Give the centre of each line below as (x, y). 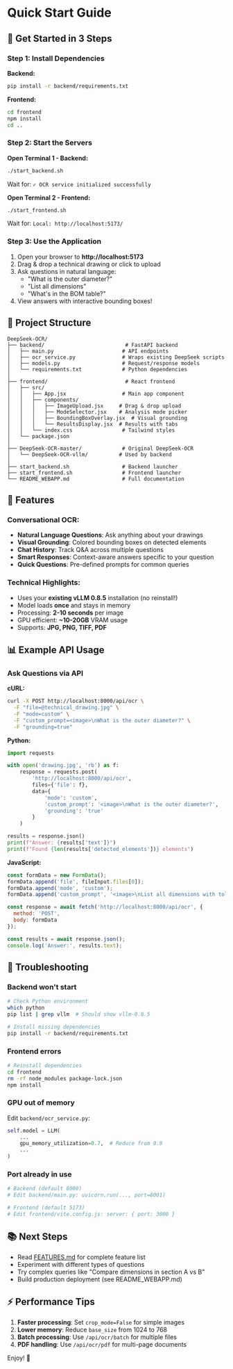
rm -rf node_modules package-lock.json (65, 1078)
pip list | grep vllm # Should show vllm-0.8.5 (79, 1014)
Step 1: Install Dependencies (56, 58)
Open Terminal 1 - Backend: (48, 158)
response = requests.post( (59, 772)
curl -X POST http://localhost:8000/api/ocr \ (76, 701)
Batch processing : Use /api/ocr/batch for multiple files (97, 1337)
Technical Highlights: (44, 583)
